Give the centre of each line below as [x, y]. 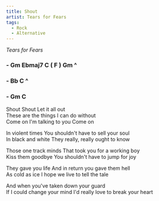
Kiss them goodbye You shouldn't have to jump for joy [71, 157]
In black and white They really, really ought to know [68, 139]
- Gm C [16, 96]
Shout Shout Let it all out [36, 110]
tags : [13, 22]
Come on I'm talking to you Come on [50, 122]
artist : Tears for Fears [36, 17]
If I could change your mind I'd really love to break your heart [79, 192]
